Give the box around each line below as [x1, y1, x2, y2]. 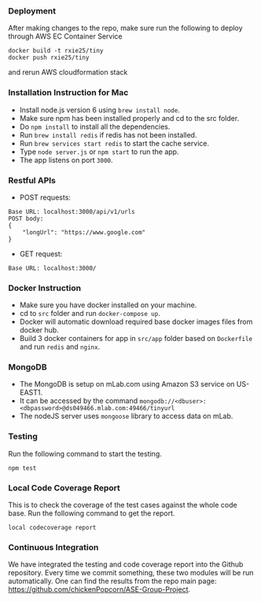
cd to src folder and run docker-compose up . [19, 309, 161, 318]
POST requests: [19, 193, 71, 202]
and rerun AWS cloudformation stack [8, 68, 128, 77]
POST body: [8, 215, 44, 222]
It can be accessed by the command [19, 396, 138, 406]
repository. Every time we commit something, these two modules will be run [8, 568, 254, 578]
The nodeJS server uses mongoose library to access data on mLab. [19, 411, 233, 421]
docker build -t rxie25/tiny [8, 47, 104, 55]
